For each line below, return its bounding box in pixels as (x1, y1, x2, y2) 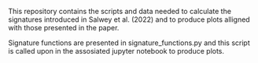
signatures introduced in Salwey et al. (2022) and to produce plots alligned (8, 15, 250, 24)
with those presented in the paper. (8, 23, 120, 32)
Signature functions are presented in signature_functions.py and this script (8, 38, 250, 47)
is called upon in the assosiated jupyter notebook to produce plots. (8, 47, 225, 55)
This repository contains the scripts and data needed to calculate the (8, 7, 232, 16)
